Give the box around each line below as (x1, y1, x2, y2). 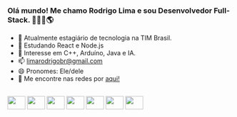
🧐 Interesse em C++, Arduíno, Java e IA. (17, 49, 136, 57)
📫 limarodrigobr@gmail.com (17, 57, 104, 65)
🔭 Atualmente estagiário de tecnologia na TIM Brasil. (17, 34, 173, 43)
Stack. (7, 15, 31, 25)
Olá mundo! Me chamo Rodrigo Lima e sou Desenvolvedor (7, 6, 213, 16)
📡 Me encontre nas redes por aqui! (17, 74, 120, 83)
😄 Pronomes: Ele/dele (17, 67, 84, 76)
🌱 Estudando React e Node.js (17, 41, 104, 50)
